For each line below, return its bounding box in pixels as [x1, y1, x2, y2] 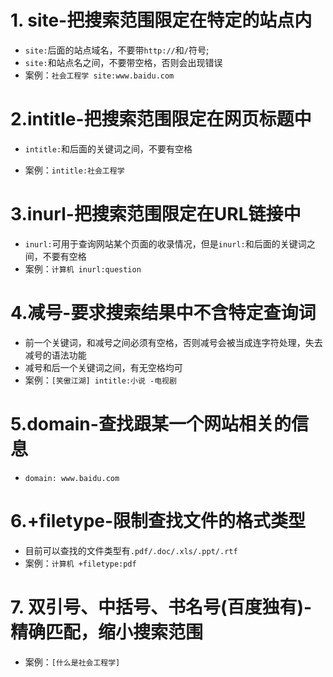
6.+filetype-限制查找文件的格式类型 [10, 509, 307, 532]
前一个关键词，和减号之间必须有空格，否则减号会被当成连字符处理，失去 [24, 336, 323, 348]
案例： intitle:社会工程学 [24, 164, 125, 176]
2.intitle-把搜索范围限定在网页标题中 [10, 108, 312, 131]
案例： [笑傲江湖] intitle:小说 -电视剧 [24, 374, 177, 386]
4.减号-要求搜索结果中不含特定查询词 [10, 302, 317, 324]
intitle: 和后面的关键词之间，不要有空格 [24, 142, 193, 155]
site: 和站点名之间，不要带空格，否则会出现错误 [24, 56, 223, 68]
